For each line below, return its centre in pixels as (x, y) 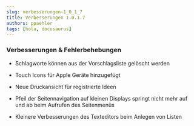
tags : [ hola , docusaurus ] (39, 29)
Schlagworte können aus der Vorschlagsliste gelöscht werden (92, 63)
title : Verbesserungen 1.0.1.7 (46, 18)
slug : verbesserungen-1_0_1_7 (45, 12)
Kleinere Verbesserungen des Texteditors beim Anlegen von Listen (99, 116)
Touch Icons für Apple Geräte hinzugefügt (68, 75)
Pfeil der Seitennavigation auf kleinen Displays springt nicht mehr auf (101, 98)
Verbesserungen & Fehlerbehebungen (64, 50)
